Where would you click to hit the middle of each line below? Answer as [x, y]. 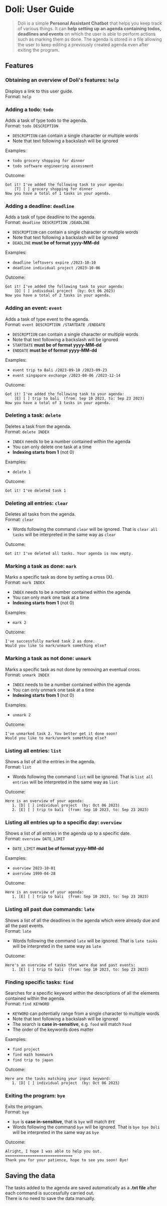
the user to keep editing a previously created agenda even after [83, 44]
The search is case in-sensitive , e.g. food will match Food [72, 1024]
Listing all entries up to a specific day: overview [63, 822]
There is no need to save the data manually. [50, 1198]
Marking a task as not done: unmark [48, 659]
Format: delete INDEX [27, 432]
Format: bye [17, 1112]
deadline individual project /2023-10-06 [56, 268]
